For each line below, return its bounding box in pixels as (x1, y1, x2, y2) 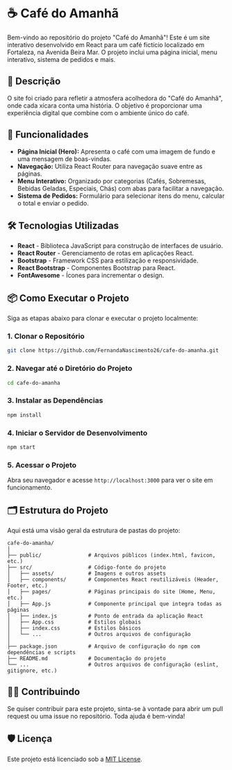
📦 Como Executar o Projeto (7, 292, 130, 304)
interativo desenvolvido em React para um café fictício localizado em (7, 40, 205, 49)
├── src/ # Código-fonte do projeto (7, 564, 167, 571)
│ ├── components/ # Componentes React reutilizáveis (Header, (7, 576, 219, 583)
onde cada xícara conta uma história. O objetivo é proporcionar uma (7, 101, 203, 110)
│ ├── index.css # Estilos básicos (7, 624, 141, 632)
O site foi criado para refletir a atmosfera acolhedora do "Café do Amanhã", (7, 94, 224, 102)
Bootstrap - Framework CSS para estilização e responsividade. (17, 256, 199, 265)
